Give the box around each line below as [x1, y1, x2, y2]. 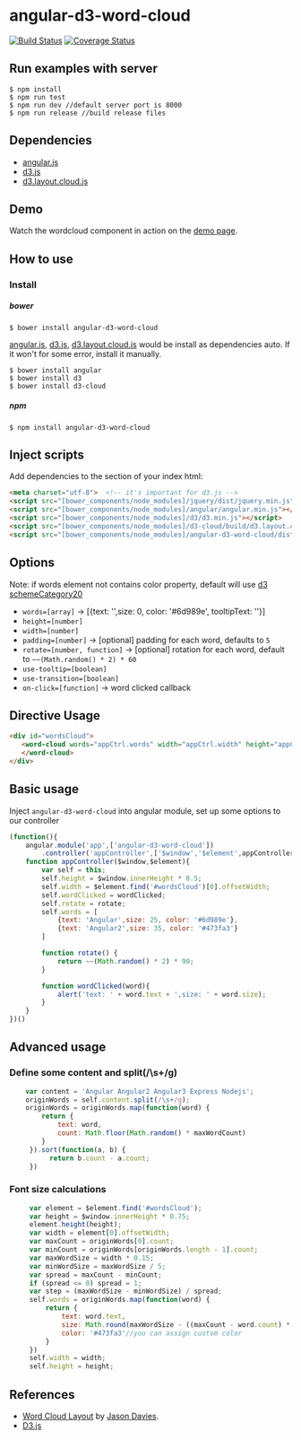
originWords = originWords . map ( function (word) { [25, 1104, 211, 1113]
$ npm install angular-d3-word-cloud [9, 423, 150, 432]
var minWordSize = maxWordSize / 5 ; [29, 1261, 167, 1270]
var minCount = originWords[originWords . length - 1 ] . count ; [29, 1245, 258, 1254]
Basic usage [9, 781, 79, 797]
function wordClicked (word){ [41, 982, 150, 991]
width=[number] [21, 626, 80, 635]
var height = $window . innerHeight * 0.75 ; [29, 1212, 191, 1221]
